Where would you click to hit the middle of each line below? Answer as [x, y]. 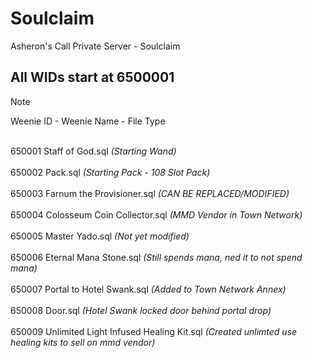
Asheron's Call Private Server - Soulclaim [95, 46]
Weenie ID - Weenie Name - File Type [88, 121]
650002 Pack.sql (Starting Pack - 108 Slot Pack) [110, 172]
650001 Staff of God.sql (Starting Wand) [93, 151]
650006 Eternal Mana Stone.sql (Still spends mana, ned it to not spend [156, 257]
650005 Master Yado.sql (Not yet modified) [100, 236]
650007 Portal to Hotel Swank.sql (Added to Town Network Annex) [148, 289]
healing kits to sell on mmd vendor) [83, 342]
